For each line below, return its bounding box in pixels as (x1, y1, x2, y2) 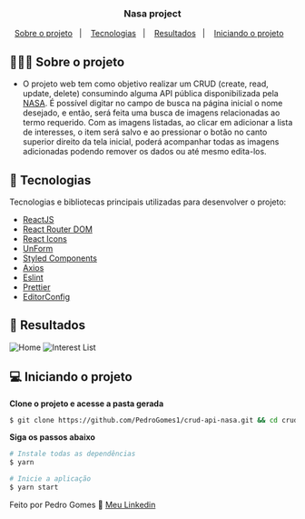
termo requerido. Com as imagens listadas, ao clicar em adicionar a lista (22, 117, 293, 128)
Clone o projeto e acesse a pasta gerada (9, 398, 164, 409)
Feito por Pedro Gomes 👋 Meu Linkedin (9, 499, 156, 510)
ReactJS (22, 214, 54, 225)
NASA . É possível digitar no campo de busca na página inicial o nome (22, 98, 283, 109)
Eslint (22, 272, 44, 283)
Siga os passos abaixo (9, 432, 95, 443)
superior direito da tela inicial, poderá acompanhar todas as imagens (22, 136, 280, 147)
